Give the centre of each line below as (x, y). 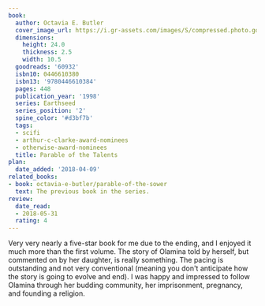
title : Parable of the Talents (67, 155)
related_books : (33, 177)
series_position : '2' (51, 111)
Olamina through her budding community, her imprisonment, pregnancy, (125, 285)
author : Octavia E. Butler (60, 23)
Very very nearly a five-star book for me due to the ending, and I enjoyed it (130, 243)
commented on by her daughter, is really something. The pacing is (116, 260)
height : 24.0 (44, 45)
